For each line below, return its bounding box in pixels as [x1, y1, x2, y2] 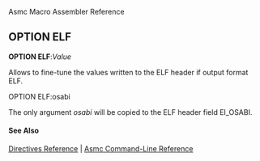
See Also [8, 125, 39, 136]
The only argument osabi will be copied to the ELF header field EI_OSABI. [8, 107, 253, 117]
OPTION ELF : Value [8, 52, 71, 61]
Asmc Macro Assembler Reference [8, 7, 125, 16]
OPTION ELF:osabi [8, 91, 70, 101]
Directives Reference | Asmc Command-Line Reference [8, 144, 194, 154]
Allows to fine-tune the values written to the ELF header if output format [8, 67, 249, 77]
